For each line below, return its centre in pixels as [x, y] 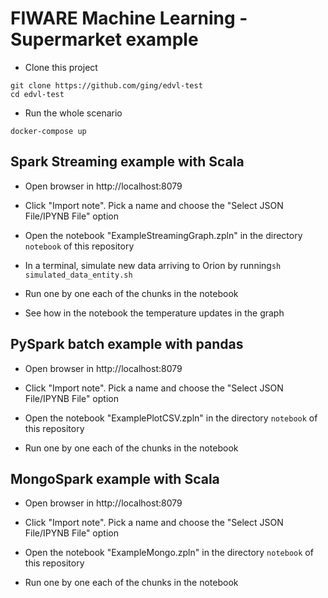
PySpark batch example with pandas [127, 344]
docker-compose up [48, 131]
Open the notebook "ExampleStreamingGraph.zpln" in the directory [163, 235]
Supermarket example [104, 39]
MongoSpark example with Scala [115, 478]
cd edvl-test [37, 94]
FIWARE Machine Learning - [129, 18]
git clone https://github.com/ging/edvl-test [106, 85]
